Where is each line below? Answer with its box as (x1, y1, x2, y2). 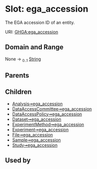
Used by (5, 156, 31, 165)
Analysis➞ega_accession (12, 101, 63, 107)
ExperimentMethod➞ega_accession (12, 121, 84, 127)
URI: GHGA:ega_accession (5, 29, 58, 35)
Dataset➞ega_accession (12, 116, 61, 122)
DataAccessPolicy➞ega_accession (12, 111, 82, 117)
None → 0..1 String (5, 56, 41, 63)
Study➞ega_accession (12, 142, 58, 148)
